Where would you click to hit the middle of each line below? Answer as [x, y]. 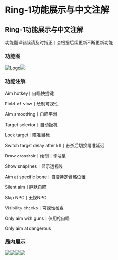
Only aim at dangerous [28, 228]
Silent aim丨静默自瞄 [26, 187]
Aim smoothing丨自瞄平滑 [31, 114]
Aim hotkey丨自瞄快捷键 [29, 93]
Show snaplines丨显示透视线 [34, 166]
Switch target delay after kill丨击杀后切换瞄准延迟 [55, 145]
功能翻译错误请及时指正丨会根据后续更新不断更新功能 [59, 42]
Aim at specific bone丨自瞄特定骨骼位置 [45, 177]
